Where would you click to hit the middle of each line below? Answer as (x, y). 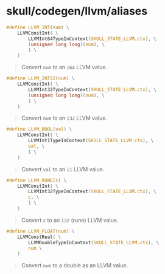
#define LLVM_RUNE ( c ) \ (37, 180)
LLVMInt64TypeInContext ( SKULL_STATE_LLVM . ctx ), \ (92, 39)
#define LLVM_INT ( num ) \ (38, 27)
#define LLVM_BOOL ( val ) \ (39, 129)
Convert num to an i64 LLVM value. (64, 67)
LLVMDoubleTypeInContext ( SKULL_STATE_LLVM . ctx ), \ (94, 242)
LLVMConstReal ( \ (39, 237)
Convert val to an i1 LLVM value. (63, 169)
